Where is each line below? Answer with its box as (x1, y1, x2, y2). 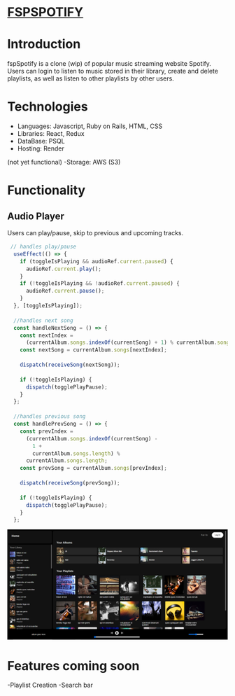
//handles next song (13, 316, 73, 324)
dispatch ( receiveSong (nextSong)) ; (20, 361, 120, 368)
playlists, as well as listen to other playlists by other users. (7, 74, 175, 83)
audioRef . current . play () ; (25, 265, 101, 272)
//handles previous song (13, 413, 86, 420)
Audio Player (7, 210, 64, 222)
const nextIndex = (20, 332, 73, 339)
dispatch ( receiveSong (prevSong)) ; (20, 480, 120, 487)
